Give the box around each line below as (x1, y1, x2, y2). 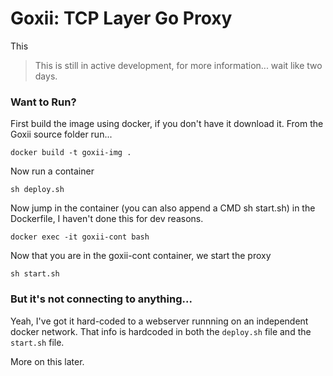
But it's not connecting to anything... (10, 292, 193, 306)
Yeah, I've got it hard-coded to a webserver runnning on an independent (10, 315, 309, 327)
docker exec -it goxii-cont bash (10, 232, 150, 242)
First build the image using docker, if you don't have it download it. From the (10, 118, 324, 130)
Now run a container (10, 165, 95, 177)
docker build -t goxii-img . (10, 148, 132, 158)
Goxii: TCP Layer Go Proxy (10, 7, 233, 30)
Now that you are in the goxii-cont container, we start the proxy (10, 250, 272, 262)
